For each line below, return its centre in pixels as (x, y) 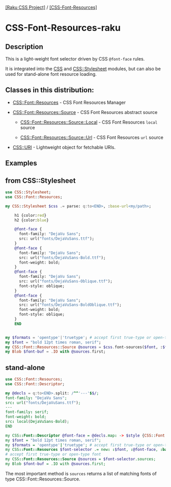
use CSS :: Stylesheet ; (28, 192)
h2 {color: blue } (32, 220)
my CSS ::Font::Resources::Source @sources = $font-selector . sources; (81, 459)
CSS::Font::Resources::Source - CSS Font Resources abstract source (85, 112)
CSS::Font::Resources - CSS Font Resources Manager (69, 102)
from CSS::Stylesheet (40, 180)
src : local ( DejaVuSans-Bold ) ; (37, 422)
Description (24, 47)
